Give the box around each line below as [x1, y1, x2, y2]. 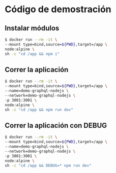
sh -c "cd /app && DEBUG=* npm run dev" [5, 163, 92, 168]
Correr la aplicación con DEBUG [5, 121, 107, 130]
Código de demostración [5, 4, 111, 15]
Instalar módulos [5, 24, 60, 32]
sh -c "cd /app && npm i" [5, 51, 60, 56]
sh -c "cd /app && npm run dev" [5, 107, 73, 112]
